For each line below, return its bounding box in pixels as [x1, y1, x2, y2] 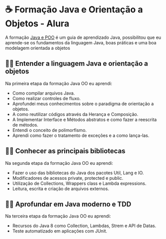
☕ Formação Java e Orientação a [5, 4, 143, 15]
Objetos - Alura [5, 18, 70, 29]
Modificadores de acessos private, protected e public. [12, 175, 123, 181]
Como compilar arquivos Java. [12, 90, 75, 96]
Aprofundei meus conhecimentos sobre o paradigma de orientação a [12, 101, 154, 107]
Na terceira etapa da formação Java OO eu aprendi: [5, 213, 111, 219]
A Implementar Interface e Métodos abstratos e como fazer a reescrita [12, 117, 157, 122]
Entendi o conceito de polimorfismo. [12, 127, 87, 133]
